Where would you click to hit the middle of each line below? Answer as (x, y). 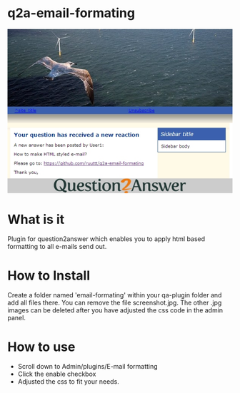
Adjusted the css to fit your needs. (68, 382)
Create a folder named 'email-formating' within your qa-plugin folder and (115, 295)
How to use (41, 347)
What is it (36, 219)
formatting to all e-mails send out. (57, 247)
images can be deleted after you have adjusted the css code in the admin (115, 310)
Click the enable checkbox (57, 374)
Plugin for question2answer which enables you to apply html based (106, 239)
